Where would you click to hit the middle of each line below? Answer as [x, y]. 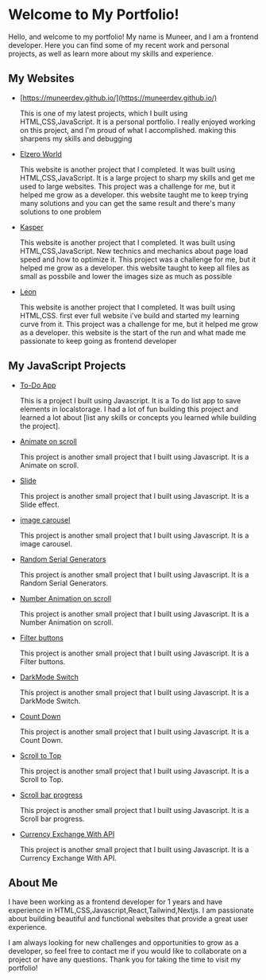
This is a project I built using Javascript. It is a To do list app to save [130, 400]
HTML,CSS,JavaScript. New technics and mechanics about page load [134, 251]
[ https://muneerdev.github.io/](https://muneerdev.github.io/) [118, 98]
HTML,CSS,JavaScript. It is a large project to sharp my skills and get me [137, 177]
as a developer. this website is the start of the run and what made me [133, 332]
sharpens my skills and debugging [76, 138]
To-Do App [38, 385]
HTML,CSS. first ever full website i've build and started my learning [129, 315]
